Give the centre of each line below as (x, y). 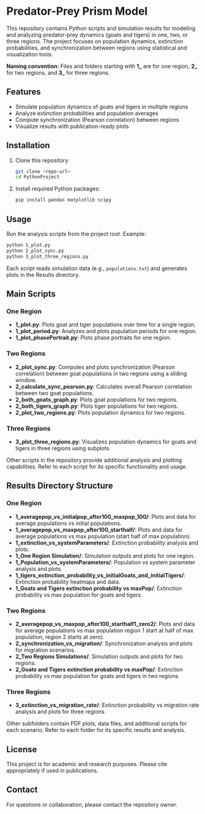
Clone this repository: (42, 160)
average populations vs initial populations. (68, 523)
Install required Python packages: (58, 189)
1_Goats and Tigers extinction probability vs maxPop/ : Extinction (99, 588)
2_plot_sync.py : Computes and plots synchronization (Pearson (95, 367)
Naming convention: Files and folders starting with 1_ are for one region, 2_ (102, 66)
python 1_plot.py (28, 245)
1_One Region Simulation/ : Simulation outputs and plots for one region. (105, 556)
